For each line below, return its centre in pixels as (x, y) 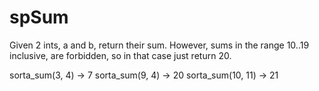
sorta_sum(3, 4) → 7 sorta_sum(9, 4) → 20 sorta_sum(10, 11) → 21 (144, 75)
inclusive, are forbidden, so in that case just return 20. (120, 55)
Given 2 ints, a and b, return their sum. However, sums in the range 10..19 (159, 45)
